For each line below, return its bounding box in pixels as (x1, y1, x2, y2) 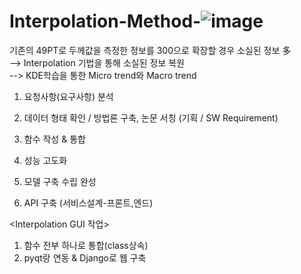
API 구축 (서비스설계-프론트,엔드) (23, 196, 154, 209)
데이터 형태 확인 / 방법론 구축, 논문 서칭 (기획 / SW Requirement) (23, 111, 279, 124)
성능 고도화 (23, 154, 68, 166)
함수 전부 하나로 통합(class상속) (23, 239, 149, 251)
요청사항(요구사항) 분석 (23, 90, 114, 102)
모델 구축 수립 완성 (23, 175, 97, 187)
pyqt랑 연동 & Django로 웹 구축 (23, 251, 147, 264)
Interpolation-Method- (9, 10, 202, 33)
